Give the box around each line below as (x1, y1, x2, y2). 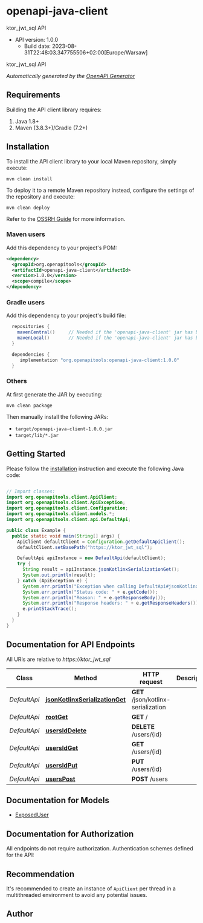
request (140, 677, 163, 686)
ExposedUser (14, 811, 50, 818)
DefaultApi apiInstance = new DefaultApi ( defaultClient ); (17, 555, 166, 561)
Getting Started (6, 449, 66, 459)
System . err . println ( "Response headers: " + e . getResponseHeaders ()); (22, 600, 201, 606)
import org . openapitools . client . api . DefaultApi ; (6, 516, 131, 523)
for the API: (6, 852, 34, 859)
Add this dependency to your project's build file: (6, 312, 126, 319)
